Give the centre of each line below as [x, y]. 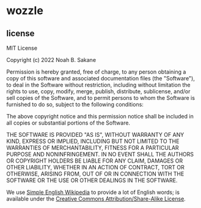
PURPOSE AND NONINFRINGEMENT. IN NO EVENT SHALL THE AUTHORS [100, 154]
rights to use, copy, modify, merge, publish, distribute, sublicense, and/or [98, 91]
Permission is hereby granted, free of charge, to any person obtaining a [96, 72]
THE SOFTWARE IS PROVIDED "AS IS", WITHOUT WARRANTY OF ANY [95, 135]
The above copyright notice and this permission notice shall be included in [100, 116]
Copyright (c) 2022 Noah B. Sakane [51, 60]
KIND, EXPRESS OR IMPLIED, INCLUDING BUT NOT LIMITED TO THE [93, 141]
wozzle [25, 11]
